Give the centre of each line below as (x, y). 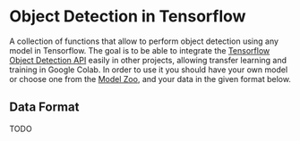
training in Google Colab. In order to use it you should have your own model (149, 70)
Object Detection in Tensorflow (128, 17)
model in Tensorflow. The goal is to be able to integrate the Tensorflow (140, 50)
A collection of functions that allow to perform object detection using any (144, 41)
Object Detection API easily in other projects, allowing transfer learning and (148, 60)
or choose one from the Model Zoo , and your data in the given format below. (150, 79)
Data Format (44, 108)
